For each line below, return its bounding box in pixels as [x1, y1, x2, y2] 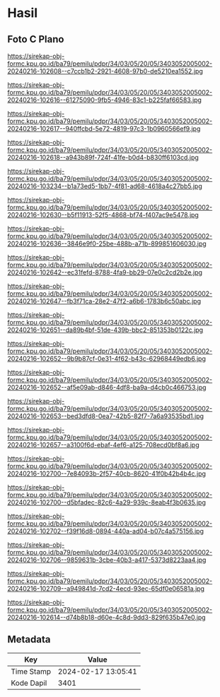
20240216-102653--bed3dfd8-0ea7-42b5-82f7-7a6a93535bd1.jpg [7, 412, 204, 420]
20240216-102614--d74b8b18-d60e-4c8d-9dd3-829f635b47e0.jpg [7, 614, 207, 621]
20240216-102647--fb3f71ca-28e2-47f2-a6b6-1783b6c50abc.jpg [7, 297, 202, 305]
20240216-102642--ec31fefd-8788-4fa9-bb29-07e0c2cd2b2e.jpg [7, 268, 203, 277]
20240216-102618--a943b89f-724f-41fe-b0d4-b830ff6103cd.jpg [7, 154, 199, 161]
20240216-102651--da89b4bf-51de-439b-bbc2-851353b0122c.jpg [7, 326, 204, 334]
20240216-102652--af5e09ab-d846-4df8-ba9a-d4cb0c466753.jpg [7, 384, 207, 391]
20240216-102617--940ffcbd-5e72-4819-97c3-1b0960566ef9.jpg [7, 125, 201, 132]
